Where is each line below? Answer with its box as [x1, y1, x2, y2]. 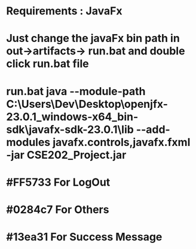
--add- [136, 123, 170, 136]
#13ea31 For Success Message [6, 230, 163, 244]
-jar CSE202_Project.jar [6, 148, 127, 162]
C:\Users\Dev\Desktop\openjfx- [6, 97, 169, 111]
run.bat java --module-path [6, 84, 146, 98]
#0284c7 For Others [6, 202, 109, 216]
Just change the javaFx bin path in [6, 32, 180, 45]
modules [6, 135, 51, 149]
